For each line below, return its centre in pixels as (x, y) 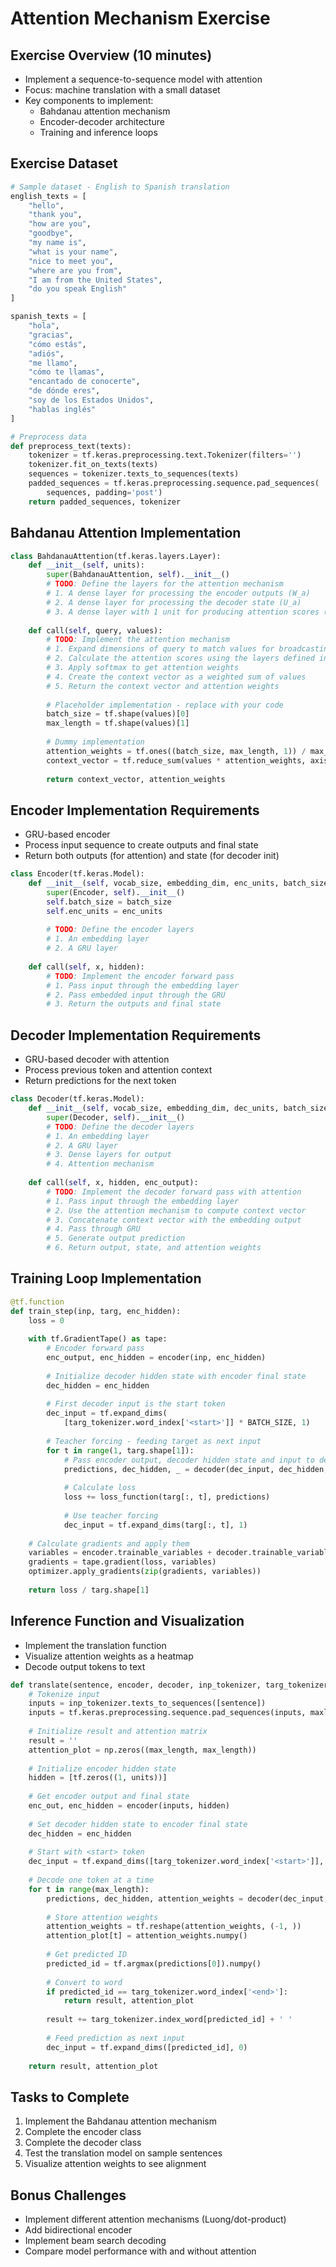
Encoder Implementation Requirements (135, 810)
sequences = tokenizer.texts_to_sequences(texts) (134, 474)
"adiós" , (46, 353)
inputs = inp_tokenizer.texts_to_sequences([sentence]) (147, 1703)
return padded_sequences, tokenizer (105, 502)
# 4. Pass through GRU (93, 1229)
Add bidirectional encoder (78, 2230)
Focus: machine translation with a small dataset (122, 90)
